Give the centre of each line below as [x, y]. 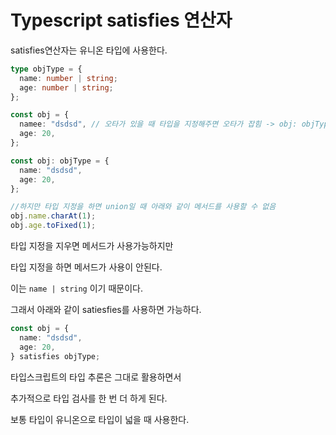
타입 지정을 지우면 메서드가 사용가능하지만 [92, 246]
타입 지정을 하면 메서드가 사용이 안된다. [86, 267]
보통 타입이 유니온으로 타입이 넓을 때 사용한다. [100, 419]
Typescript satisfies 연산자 [121, 20]
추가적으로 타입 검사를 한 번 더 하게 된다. [89, 398]
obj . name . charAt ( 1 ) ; [53, 216]
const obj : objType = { [60, 161]
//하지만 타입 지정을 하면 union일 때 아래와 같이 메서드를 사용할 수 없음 [143, 207]
